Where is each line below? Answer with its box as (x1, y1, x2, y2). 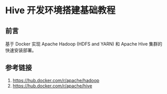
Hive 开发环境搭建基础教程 (5, 5, 116, 16)
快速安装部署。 (5, 47, 36, 53)
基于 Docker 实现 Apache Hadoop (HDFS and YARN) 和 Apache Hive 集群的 (5, 41, 163, 47)
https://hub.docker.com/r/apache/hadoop (12, 77, 100, 83)
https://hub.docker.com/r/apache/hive (12, 82, 93, 89)
